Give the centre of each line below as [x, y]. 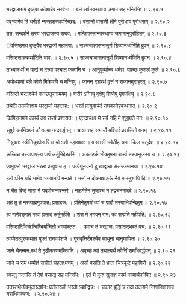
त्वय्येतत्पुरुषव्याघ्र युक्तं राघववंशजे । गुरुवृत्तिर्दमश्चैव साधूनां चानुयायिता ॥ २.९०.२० [83, 239]
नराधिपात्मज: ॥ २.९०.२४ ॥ [33, 294]
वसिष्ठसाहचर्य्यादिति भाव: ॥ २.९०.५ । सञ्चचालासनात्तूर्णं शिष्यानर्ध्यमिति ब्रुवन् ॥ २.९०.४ [89, 58]
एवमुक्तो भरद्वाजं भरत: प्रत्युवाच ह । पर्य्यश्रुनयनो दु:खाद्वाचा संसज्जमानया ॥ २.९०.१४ [85, 166]
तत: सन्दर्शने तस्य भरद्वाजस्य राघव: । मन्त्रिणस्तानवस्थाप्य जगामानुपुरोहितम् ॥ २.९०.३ [86, 33]
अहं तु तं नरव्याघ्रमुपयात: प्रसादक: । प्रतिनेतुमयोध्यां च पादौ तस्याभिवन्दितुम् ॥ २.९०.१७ [87, 203]
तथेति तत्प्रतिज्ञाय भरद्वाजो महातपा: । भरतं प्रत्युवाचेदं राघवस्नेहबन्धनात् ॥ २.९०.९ [82, 106]
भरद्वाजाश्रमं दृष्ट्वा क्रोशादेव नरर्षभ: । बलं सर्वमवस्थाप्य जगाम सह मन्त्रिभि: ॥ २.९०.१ [85, 9]
